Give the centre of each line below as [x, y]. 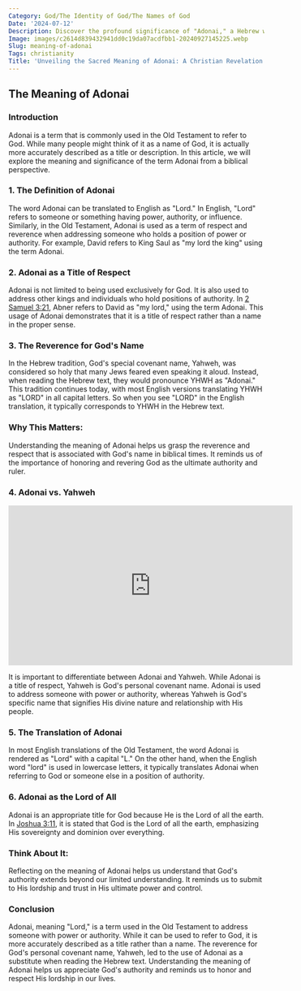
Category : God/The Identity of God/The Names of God [99, 16]
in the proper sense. [42, 325]
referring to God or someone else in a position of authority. [107, 776]
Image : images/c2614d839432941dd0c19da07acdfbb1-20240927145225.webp [129, 39]
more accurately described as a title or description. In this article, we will [130, 152]
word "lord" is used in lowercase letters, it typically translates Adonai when [134, 768]
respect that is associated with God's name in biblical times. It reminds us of [135, 454]
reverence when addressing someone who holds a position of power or [128, 234]
